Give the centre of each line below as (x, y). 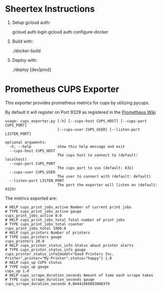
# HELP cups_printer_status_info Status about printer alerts (69, 245)
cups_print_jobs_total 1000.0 (36, 228)
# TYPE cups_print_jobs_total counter (44, 224)
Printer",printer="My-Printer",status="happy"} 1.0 (58, 258)
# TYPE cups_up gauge (27, 267)
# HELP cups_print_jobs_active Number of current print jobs (68, 207)
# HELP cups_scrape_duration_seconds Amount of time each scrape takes (79, 275)
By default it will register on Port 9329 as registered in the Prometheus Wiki (81, 112)
